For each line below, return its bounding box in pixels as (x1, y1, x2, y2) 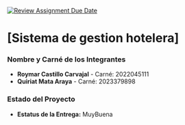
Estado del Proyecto (7, 94, 75, 104)
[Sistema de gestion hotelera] (7, 31, 180, 46)
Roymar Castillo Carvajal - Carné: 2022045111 (16, 70, 149, 79)
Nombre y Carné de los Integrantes (7, 55, 126, 64)
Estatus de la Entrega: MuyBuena (16, 110, 113, 118)
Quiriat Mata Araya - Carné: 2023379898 (16, 77, 136, 85)
